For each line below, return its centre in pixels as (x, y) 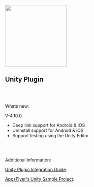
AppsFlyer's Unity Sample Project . (40, 179)
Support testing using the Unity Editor (50, 135)
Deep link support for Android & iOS (48, 125)
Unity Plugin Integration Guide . (36, 169)
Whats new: (17, 106)
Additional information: (28, 160)
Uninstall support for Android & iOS (48, 130)
